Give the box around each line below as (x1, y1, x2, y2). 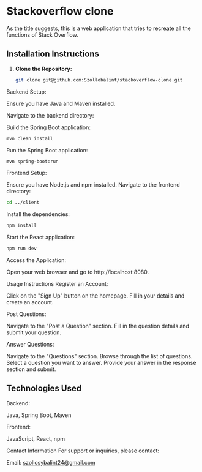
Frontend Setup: (6, 170, 47, 177)
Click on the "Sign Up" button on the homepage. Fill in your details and (6, 292, 185, 299)
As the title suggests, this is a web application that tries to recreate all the (6, 24, 191, 32)
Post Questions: (6, 310, 47, 318)
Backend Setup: (6, 88, 47, 96)
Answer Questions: (6, 341, 54, 348)
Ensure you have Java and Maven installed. (6, 100, 116, 107)
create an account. (6, 299, 54, 305)
